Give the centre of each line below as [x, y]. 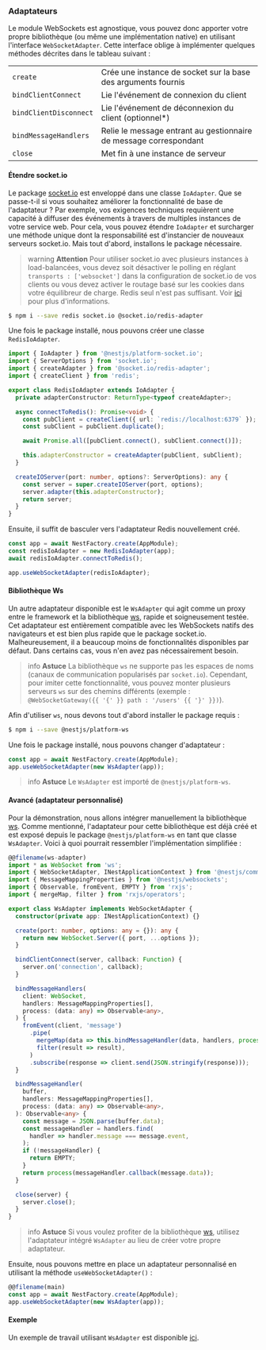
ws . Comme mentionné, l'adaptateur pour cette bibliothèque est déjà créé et [133, 826]
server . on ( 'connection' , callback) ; [83, 967]
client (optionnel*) [135, 118]
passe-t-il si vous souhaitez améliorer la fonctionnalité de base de [116, 201]
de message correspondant [152, 141]
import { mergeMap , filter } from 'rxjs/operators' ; [97, 895]
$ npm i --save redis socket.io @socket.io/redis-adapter [106, 315]
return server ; [47, 499]
